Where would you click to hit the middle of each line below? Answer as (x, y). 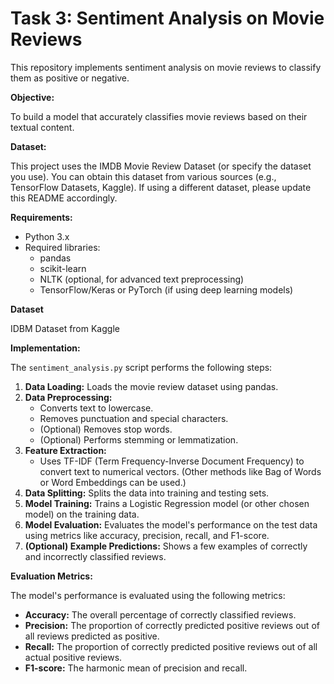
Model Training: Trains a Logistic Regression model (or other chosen (167, 503)
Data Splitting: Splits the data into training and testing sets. (147, 493)
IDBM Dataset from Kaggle (65, 328)
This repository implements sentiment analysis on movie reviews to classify (166, 67)
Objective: (32, 97)
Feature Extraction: (65, 450)
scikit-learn (63, 268)
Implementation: (45, 348)
